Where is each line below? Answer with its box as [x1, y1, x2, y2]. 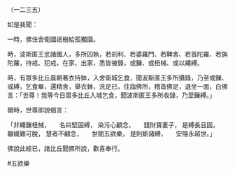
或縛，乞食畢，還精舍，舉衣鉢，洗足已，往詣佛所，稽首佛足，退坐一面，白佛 [7, 82, 228, 90]
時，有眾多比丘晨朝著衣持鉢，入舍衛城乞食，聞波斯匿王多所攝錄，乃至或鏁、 [7, 73, 228, 82]
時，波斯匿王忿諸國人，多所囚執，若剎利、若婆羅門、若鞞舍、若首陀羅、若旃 [7, 50, 228, 58]
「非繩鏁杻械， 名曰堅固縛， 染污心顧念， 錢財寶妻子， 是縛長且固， [7, 121, 216, 129]
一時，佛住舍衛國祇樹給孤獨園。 [7, 35, 99, 43]
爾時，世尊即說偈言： [7, 106, 69, 114]
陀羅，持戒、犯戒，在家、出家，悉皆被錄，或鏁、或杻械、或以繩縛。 [7, 59, 204, 67]
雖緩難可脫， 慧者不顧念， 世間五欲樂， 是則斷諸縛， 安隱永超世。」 [7, 129, 216, 138]
